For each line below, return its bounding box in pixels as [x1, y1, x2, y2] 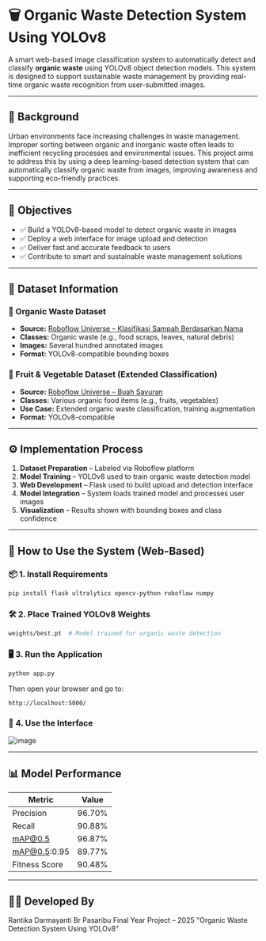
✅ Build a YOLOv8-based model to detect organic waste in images [19, 225, 237, 234]
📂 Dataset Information [8, 282, 119, 295]
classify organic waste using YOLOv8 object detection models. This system [8, 63, 256, 72]
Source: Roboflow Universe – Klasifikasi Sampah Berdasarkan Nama [19, 324, 244, 333]
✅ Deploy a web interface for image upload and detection [19, 233, 208, 243]
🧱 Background [8, 110, 79, 123]
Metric [28, 795, 54, 806]
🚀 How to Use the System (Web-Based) [8, 544, 205, 558]
